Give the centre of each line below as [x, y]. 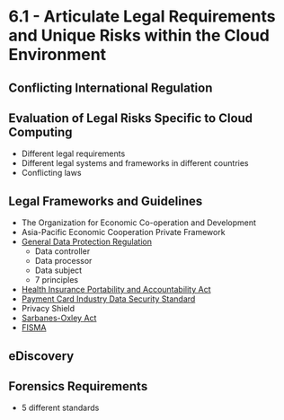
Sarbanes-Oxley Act [59, 318]
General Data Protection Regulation [86, 242]
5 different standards [60, 408]
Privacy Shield [48, 309]
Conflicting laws [51, 173]
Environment [58, 55]
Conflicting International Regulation [111, 87]
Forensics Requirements [78, 386]
